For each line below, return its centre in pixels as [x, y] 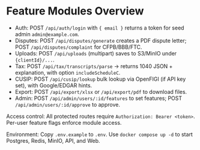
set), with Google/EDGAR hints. [53, 85]
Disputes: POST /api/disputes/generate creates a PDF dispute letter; [101, 40]
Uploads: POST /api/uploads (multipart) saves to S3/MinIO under [96, 53]
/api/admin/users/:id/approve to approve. [67, 104]
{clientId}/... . [35, 60]
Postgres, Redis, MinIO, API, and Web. [53, 140]
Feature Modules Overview [75, 11]
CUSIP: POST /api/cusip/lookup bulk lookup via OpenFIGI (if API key [100, 79]
